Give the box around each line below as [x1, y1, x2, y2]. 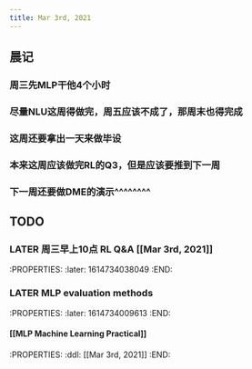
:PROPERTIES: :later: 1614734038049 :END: [9, 264, 173, 275]
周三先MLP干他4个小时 [9, 78, 111, 91]
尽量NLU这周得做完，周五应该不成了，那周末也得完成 [9, 105, 243, 118]
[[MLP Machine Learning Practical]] [9, 328, 147, 339]
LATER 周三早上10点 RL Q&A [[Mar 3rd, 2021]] [9, 243, 214, 255]
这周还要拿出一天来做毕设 [9, 132, 122, 145]
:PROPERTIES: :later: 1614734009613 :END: [9, 307, 171, 318]
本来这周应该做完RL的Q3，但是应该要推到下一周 [9, 158, 221, 171]
